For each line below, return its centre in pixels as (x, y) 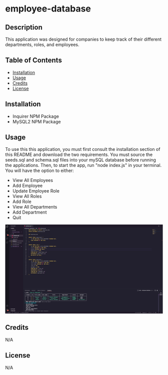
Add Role (22, 202)
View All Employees (33, 180)
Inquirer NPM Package (35, 116)
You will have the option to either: (39, 170)
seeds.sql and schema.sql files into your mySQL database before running (81, 160)
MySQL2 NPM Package (36, 121)
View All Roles (27, 197)
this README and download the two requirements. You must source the (79, 155)
